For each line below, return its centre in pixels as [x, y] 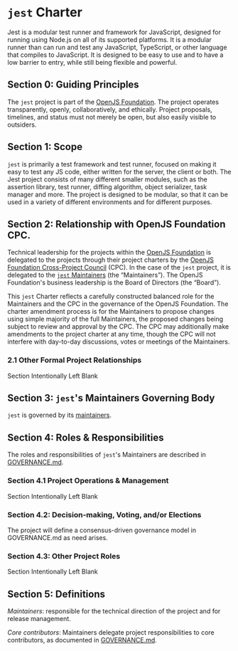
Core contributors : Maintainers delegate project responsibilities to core [111, 633]
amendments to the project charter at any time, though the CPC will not [112, 334]
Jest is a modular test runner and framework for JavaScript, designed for [114, 32]
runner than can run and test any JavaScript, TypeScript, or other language [117, 47]
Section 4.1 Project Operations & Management [88, 481]
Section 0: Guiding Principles [74, 85]
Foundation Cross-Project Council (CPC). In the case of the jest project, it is [119, 268]
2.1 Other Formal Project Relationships [75, 360]
